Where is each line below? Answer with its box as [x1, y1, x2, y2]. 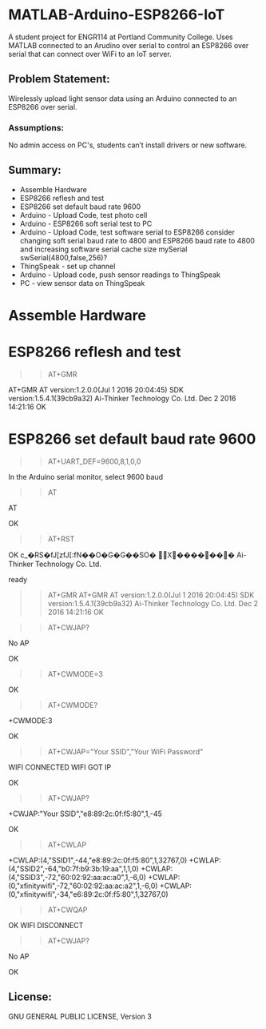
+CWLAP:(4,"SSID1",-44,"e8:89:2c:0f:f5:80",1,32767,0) [8, 855, 188, 865]
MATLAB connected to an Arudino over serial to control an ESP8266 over [8, 40, 249, 50]
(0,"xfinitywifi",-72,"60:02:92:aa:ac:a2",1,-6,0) [8, 881, 158, 890]
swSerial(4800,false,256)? [19, 252, 108, 262]
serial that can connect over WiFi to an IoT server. [8, 49, 172, 58]
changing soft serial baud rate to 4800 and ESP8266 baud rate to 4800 [19, 235, 256, 245]
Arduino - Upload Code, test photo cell [19, 210, 148, 219]
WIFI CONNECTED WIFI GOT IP [8, 762, 112, 772]
